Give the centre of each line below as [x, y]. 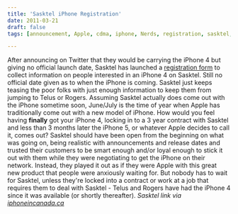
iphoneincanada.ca [36, 203]
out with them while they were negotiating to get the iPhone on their [106, 158]
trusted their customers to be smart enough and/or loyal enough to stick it [115, 150]
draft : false [27, 27]
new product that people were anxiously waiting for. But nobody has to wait [118, 173]
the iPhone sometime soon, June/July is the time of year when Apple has [114, 105]
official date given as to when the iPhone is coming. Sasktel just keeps [110, 83]
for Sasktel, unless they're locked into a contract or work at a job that [108, 181]
